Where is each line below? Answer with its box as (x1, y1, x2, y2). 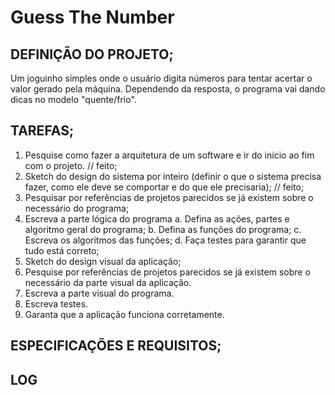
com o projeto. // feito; (24, 159, 118, 171)
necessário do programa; (24, 202, 130, 214)
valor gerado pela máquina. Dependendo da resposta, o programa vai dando (10, 83, 326, 95)
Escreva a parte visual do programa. (24, 287, 175, 299)
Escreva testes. (24, 297, 89, 310)
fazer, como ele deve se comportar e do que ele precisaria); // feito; (24, 181, 305, 193)
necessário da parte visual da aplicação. (24, 276, 192, 288)
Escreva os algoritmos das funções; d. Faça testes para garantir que (24, 234, 307, 246)
